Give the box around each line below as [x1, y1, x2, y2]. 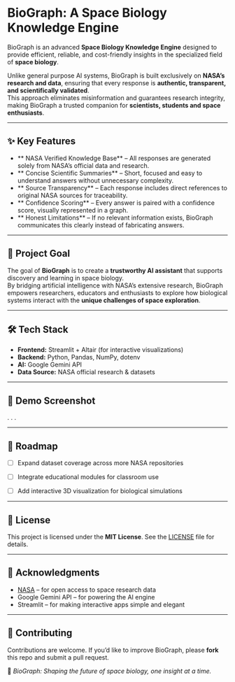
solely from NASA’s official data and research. [17, 161, 150, 169]
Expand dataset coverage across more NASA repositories [17, 459, 184, 467]
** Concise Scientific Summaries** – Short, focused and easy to [17, 169, 203, 177]
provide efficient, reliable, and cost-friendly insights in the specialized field [7, 50, 222, 59]
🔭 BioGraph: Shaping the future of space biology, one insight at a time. [7, 667, 212, 675]
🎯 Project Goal [7, 248, 71, 260]
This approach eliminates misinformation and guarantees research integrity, [7, 93, 226, 102]
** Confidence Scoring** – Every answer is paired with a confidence [17, 198, 215, 207]
